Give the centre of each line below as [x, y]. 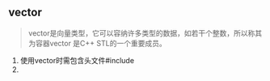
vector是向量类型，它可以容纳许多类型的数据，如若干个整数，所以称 [141, 33]
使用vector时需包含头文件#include [77, 60]
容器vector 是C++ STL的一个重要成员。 [101, 43]
